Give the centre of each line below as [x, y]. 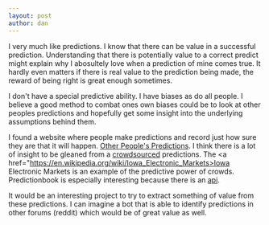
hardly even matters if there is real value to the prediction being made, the [131, 72]
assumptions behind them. [52, 121]
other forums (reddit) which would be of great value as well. [108, 212]
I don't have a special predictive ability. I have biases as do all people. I [126, 96]
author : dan [28, 23]
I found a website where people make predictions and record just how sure [132, 137]
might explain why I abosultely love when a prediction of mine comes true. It [134, 63]
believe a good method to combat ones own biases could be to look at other [135, 104]
